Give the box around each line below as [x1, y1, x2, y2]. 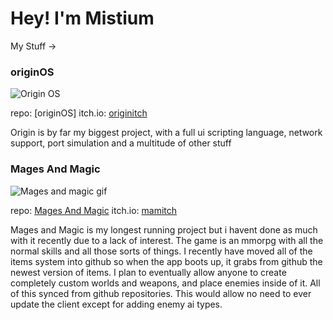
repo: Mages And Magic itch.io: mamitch [10, 204, 177, 216]
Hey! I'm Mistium [10, 7, 155, 30]
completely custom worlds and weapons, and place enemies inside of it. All [10, 277, 321, 289]
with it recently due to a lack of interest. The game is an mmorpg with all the [10, 234, 324, 246]
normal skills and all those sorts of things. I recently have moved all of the [10, 245, 313, 257]
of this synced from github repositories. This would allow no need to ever [10, 287, 312, 299]
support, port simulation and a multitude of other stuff [10, 137, 232, 149]
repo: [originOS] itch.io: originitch [10, 107, 148, 119]
